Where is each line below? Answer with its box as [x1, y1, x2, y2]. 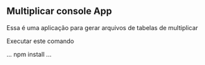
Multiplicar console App [6, 5, 112, 17]
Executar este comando [6, 37, 74, 45]
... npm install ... [6, 50, 52, 58]
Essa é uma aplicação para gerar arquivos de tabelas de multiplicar [6, 23, 199, 31]
